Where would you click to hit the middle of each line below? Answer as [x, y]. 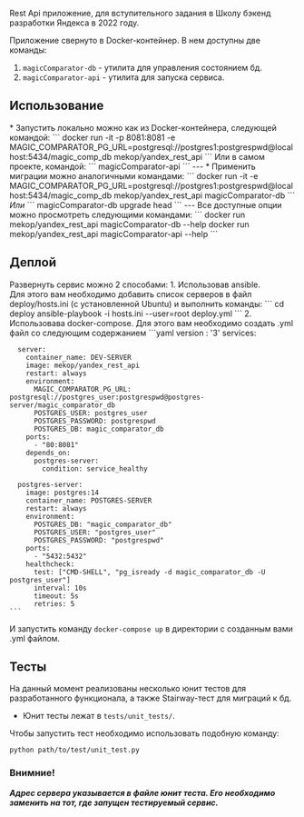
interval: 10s [60, 588]
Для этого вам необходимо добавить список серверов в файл [131, 294]
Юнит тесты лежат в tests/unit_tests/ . [98, 716]
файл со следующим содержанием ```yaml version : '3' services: [133, 333]
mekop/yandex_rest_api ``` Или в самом [189, 156]
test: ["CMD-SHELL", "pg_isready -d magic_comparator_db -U [149, 572]
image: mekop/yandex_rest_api [83, 365]
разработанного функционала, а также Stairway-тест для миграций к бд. [151, 698]
